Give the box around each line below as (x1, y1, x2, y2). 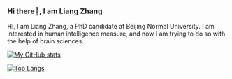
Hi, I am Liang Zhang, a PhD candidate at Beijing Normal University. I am (7, 22, 215, 31)
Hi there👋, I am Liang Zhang (7, 6, 103, 16)
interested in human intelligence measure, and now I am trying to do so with (7, 29, 226, 38)
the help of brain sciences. (7, 37, 84, 45)
